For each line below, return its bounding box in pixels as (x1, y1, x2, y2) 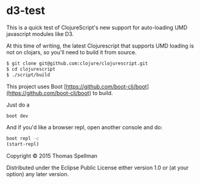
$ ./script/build (6, 71, 50, 78)
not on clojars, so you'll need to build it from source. (6, 48, 137, 55)
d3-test (6, 4, 46, 18)
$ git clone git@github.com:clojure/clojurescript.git (6, 60, 148, 66)
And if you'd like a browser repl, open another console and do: (6, 124, 163, 131)
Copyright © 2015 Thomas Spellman (6, 152, 98, 160)
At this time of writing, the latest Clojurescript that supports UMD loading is (6, 42, 195, 49)
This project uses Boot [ (6, 83, 66, 90)
